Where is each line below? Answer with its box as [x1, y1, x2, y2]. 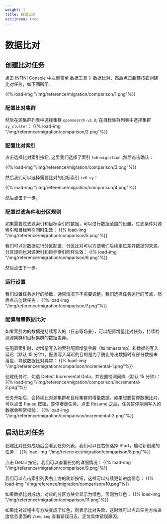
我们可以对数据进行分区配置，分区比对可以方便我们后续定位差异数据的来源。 [5, 243, 162, 249]
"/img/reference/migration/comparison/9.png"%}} [5, 465, 108, 471]
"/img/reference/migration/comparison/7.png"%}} [5, 302, 107, 309]
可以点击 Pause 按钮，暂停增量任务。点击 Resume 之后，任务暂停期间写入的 [5, 400, 162, 406]
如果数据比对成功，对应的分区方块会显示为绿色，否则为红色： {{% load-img [5, 491, 161, 497]
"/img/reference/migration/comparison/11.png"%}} [5, 497, 109, 503]
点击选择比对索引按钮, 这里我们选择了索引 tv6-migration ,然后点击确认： [5, 154, 154, 160]
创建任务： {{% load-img [18, 297, 69, 303]
